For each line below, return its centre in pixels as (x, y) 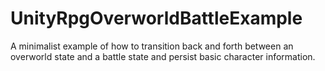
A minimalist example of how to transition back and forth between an (152, 46)
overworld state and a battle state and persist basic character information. (163, 56)
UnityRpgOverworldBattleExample (156, 18)
